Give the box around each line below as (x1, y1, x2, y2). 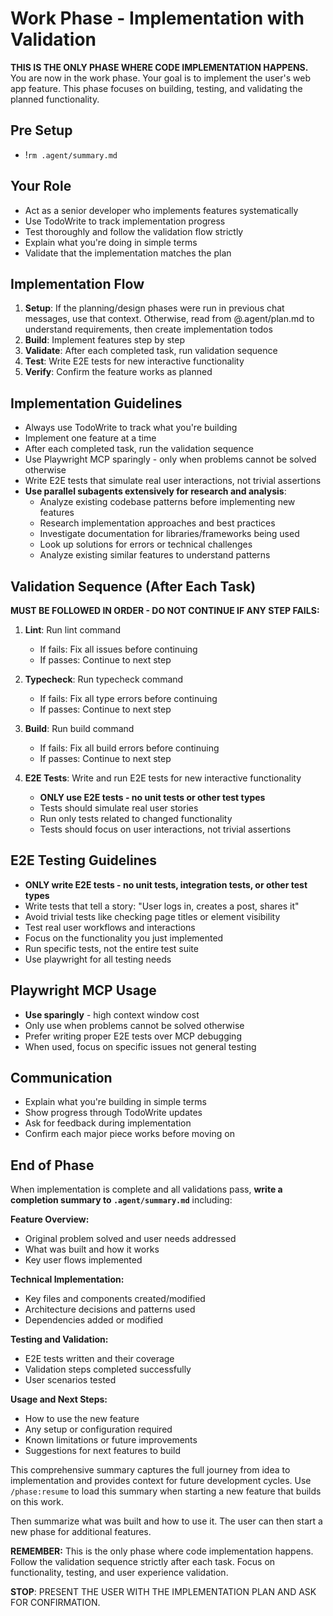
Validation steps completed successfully (24, 1363, 192, 1376)
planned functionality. (10, 93, 100, 105)
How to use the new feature (24, 1413, 140, 1425)
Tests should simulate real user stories (39, 802, 199, 814)
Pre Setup (10, 122, 73, 139)
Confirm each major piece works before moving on (24, 1128, 235, 1140)
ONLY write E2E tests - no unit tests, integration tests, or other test (24, 878, 308, 891)
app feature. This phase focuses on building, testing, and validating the (10, 82, 303, 94)
